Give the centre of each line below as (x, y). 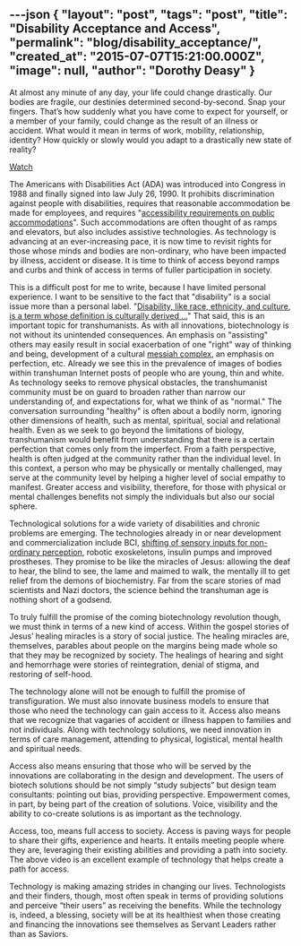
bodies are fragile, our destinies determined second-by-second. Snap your (147, 101)
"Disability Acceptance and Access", (115, 29)
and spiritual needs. (46, 748)
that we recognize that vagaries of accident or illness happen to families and (150, 719)
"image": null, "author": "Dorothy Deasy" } (132, 71)
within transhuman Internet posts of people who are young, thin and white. (147, 373)
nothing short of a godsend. (61, 599)
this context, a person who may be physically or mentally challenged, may (146, 468)
